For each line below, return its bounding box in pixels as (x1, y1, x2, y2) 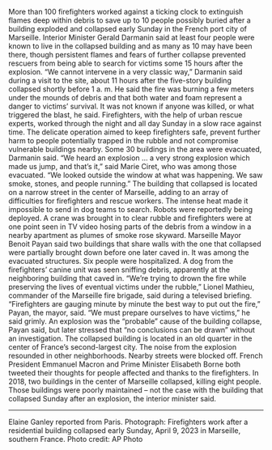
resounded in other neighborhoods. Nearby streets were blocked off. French (8, 351, 263, 360)
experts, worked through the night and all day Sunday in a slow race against (8, 119, 261, 128)
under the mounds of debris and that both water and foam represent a (8, 93, 243, 102)
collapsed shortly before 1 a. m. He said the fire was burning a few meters (8, 84, 255, 94)
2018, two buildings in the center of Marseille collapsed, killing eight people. (8, 376, 261, 386)
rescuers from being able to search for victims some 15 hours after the (8, 58, 244, 68)
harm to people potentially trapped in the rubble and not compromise (8, 136, 239, 145)
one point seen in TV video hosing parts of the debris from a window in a (8, 222, 252, 231)
